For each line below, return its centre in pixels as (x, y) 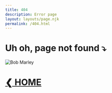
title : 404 (16, 10)
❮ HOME (23, 82)
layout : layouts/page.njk (32, 19)
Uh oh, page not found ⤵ (56, 48)
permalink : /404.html (28, 24)
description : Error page (31, 14)
